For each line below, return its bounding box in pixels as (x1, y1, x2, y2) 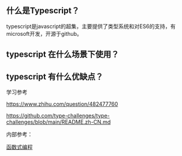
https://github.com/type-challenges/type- (6, 112, 110, 120)
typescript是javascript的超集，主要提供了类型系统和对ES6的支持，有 (6, 23, 176, 30)
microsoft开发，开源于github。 (6, 30, 82, 37)
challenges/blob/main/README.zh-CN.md (6, 118, 111, 126)
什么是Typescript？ (6, 5, 80, 16)
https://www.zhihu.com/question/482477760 (6, 100, 118, 108)
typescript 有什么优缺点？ (6, 71, 103, 82)
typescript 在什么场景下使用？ (6, 50, 119, 60)
